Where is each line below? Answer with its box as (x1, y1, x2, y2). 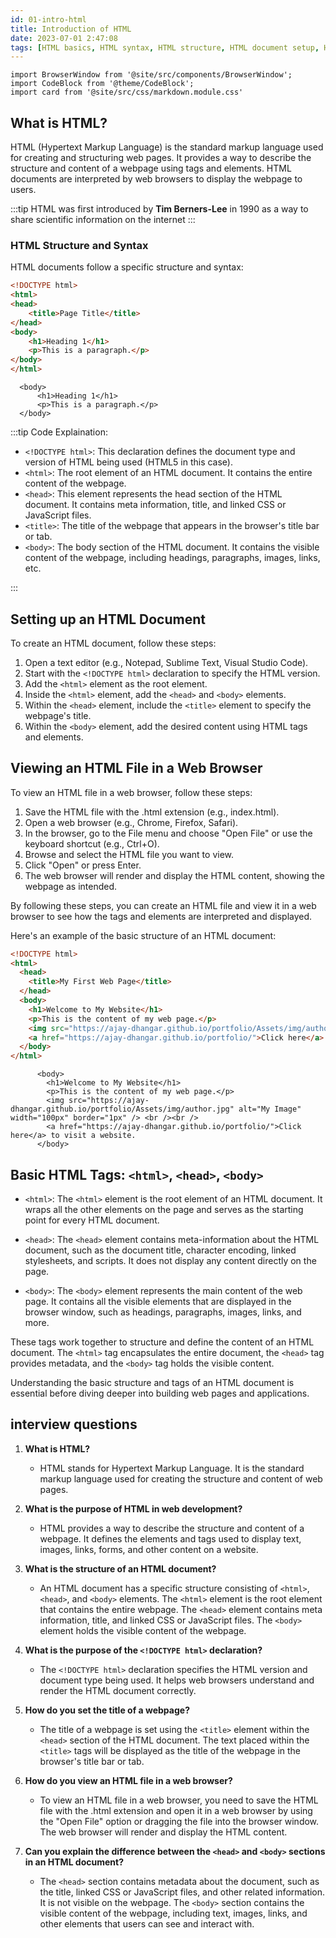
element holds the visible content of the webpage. (39, 1624, 247, 1636)
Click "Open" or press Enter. (24, 859, 142, 871)
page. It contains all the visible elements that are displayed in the (24, 1296, 292, 1308)
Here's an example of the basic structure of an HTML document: (10, 929, 277, 941)
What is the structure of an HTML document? (24, 1562, 217, 1575)
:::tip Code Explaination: (10, 426, 108, 438)
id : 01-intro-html (10, 14, 87, 25)
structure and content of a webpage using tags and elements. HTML (10, 162, 292, 175)
